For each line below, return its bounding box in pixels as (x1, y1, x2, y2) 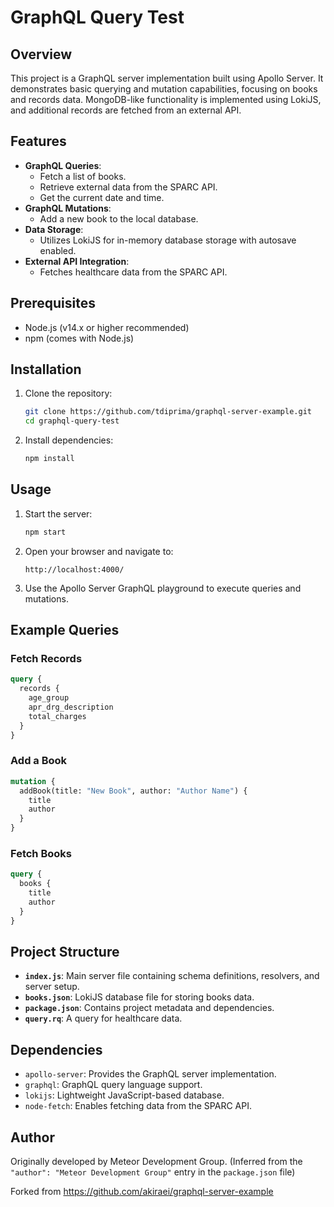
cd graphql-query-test (24, 416, 120, 426)
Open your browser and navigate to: (24, 545, 174, 557)
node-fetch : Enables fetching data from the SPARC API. (24, 1100, 252, 1112)
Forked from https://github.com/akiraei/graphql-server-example (10, 1186, 274, 1198)
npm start (24, 527, 67, 537)
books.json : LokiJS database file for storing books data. (24, 991, 255, 1003)
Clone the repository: (24, 387, 113, 400)
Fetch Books (10, 847, 72, 861)
